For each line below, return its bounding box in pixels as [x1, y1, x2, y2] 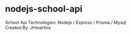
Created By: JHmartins [5, 24, 52, 30]
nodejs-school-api [5, 3, 82, 15]
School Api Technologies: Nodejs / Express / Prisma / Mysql [5, 19, 127, 25]
